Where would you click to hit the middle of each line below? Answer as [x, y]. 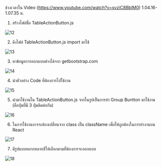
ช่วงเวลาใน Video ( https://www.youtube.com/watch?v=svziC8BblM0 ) [73, 8]
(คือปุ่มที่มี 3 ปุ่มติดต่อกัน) [33, 105]
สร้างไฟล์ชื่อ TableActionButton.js [43, 23]
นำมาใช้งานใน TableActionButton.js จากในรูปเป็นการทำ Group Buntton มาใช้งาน [84, 100]
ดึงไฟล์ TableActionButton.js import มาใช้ [51, 42]
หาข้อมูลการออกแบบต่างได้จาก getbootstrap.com [55, 61]
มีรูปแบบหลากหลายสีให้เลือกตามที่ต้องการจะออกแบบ [54, 149]
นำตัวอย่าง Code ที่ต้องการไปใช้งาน [41, 80]
